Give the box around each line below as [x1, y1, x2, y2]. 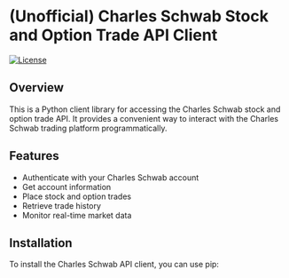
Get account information [21, 181, 112, 192]
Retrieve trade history [21, 200, 102, 210]
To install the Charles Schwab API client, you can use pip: [9, 259, 220, 270]
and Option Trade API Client [9, 25, 218, 45]
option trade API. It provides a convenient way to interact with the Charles [9, 113, 279, 123]
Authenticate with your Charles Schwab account [21, 171, 199, 183]
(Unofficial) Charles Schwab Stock [9, 6, 269, 27]
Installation [9, 235, 73, 250]
